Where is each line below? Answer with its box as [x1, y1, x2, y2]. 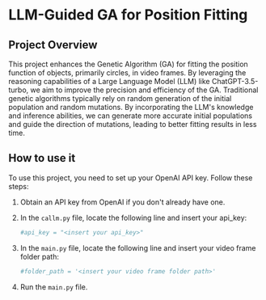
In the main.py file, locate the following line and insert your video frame [19, 243, 256, 252]
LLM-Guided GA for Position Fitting [8, 6, 248, 24]
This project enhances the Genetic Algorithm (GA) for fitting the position [8, 59, 248, 69]
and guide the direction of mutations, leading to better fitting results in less [8, 120, 257, 129]
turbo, [8, 85, 29, 95]
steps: [8, 181, 29, 191]
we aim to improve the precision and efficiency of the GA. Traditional [30, 85, 259, 95]
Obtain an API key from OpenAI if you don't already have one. [19, 196, 226, 207]
